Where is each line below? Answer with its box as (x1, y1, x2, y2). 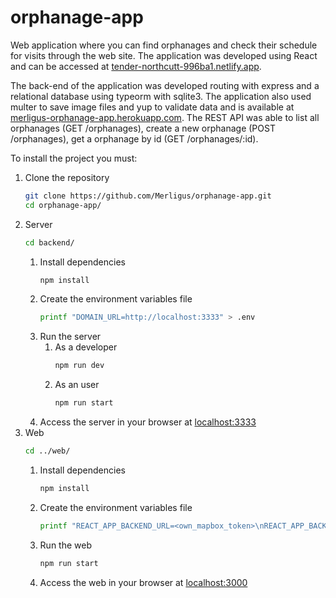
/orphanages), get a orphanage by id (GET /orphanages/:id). (10, 132, 259, 145)
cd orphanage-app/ (24, 200, 102, 210)
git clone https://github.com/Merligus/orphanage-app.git (24, 191, 272, 201)
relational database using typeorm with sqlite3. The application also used (10, 90, 312, 102)
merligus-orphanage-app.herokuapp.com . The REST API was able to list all (10, 111, 320, 123)
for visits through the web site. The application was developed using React (10, 49, 318, 61)
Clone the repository (24, 171, 110, 183)
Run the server (39, 331, 102, 343)
